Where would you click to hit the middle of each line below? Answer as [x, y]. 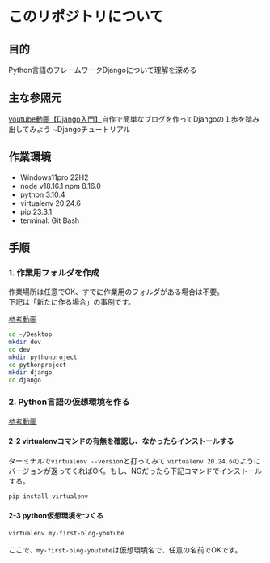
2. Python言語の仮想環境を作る [69, 402]
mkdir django [30, 372]
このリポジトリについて [86, 17]
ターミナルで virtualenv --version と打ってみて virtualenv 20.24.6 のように [135, 461]
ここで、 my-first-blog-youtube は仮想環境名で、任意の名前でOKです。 [125, 550]
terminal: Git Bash [50, 220]
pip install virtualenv [49, 496]
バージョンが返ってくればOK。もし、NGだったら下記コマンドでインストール [135, 471]
